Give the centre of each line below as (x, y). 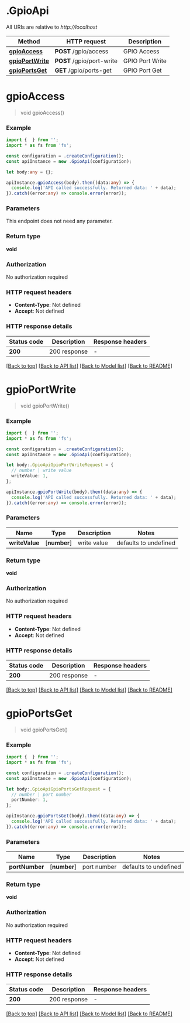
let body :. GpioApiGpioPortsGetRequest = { (58, 789)
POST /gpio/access (82, 51)
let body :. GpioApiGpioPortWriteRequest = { (60, 465)
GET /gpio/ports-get (83, 70)
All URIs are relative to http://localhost (52, 27)
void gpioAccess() (42, 112)
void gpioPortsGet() (44, 730)
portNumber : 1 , (30, 800)
